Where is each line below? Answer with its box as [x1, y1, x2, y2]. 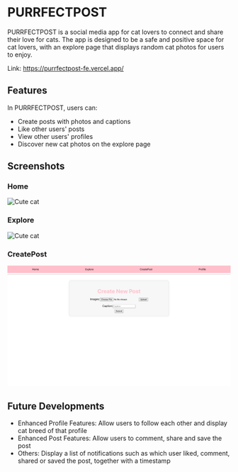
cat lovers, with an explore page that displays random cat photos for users [7, 43, 225, 51]
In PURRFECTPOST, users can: [7, 103, 98, 112]
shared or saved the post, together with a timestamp [17, 456, 171, 465]
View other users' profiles [17, 132, 93, 140]
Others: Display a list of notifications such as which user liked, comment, [17, 449, 230, 458]
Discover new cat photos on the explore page [17, 140, 151, 148]
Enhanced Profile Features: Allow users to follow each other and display [17, 419, 228, 427]
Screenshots [7, 160, 65, 172]
